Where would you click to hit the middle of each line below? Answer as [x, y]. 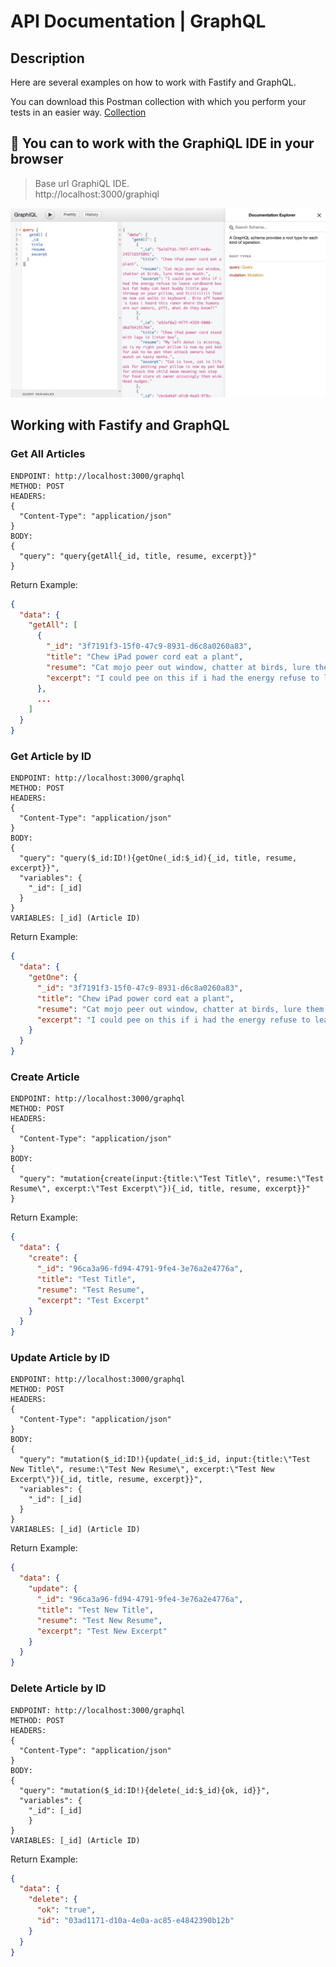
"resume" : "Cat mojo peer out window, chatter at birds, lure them [180, 1009]
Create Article [45, 1077]
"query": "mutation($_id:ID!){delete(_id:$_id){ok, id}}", [145, 1790]
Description [47, 58]
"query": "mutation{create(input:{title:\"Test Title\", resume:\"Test [172, 1179]
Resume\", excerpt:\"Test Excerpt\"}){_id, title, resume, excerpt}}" [160, 1189]
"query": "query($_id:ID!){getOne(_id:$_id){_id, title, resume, [158, 858]
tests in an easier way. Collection [78, 112]
